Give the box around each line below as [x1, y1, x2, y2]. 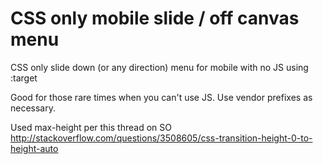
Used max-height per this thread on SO [10, 121, 172, 133]
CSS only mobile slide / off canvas [10, 7, 300, 30]
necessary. [10, 102, 57, 114]
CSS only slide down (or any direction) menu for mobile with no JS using [10, 61, 309, 73]
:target [10, 72, 38, 84]
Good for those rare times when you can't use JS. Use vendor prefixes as [10, 91, 313, 103]
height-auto [10, 142, 59, 154]
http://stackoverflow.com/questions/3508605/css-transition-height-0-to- [10, 132, 313, 144]
